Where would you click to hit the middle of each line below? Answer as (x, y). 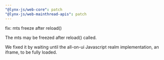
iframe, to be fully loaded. (31, 52)
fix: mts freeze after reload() (34, 28)
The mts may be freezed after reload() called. (51, 38)
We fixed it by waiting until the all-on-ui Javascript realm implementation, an (82, 47)
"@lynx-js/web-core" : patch (34, 10)
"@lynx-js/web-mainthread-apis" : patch (46, 14)
